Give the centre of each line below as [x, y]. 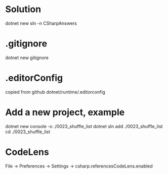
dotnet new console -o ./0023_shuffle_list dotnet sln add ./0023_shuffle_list [84, 126]
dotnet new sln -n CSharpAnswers [41, 23]
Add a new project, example [65, 112]
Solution [23, 9]
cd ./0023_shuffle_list [28, 132]
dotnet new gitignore [27, 57]
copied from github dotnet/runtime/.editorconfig [55, 92]
